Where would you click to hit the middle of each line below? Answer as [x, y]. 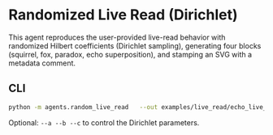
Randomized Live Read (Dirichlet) [123, 15]
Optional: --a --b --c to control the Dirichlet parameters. [104, 122]
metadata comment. [42, 63]
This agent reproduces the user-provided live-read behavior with [117, 37]
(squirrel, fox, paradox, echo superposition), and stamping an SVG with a [130, 54]
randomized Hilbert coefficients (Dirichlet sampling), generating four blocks [135, 45]
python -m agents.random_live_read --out [83, 107]
